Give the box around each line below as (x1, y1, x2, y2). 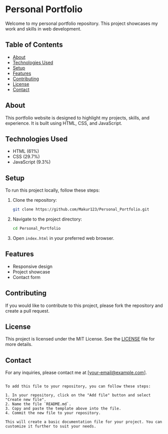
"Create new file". (5, 397, 47, 402)
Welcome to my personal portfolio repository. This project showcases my (5, 20, 158, 26)
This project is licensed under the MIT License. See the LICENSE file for (5, 336, 155, 342)
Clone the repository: (12, 197, 57, 203)
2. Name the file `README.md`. (5, 401, 72, 407)
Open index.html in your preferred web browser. (12, 235, 115, 241)
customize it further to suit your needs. (5, 424, 96, 429)
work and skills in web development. (5, 25, 82, 32)
